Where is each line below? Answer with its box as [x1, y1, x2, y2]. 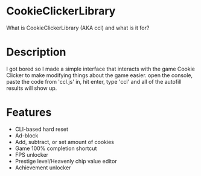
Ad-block [14, 131, 39, 139]
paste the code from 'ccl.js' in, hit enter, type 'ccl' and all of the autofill [6, 78, 182, 85]
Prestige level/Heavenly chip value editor [14, 157, 117, 165]
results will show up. [6, 84, 57, 92]
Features [6, 105, 52, 119]
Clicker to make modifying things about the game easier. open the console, [6, 71, 193, 79]
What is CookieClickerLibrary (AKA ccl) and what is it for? [6, 24, 150, 31]
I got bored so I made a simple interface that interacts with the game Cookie [6, 65, 195, 72]
